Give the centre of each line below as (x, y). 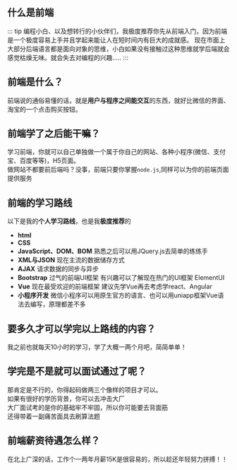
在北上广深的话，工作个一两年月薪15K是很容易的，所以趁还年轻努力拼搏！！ (117, 459)
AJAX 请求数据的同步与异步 (58, 269)
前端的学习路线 (40, 202)
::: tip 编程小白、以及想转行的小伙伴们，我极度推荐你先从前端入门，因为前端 (117, 31)
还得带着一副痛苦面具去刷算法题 (54, 416)
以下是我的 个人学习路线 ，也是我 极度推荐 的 (69, 221)
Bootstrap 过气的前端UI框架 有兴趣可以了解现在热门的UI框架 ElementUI (121, 278)
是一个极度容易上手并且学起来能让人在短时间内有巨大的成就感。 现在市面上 (116, 40)
